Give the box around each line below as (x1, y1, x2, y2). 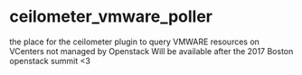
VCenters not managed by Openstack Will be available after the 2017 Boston (9, 45, 294, 56)
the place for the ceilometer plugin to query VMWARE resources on (9, 36, 260, 47)
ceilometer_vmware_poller (9, 6, 212, 27)
